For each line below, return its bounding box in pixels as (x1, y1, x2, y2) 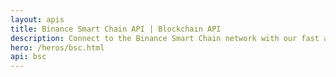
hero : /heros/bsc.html (10, 42, 105, 53)
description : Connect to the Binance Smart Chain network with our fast (10, 33, 320, 43)
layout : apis (10, 14, 65, 25)
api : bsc (10, 52, 47, 62)
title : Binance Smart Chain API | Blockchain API (10, 24, 222, 34)
